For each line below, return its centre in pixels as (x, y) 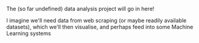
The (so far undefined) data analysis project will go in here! (80, 9)
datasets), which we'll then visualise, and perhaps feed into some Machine (100, 27)
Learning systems (29, 33)
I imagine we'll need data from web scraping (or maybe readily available (96, 20)
